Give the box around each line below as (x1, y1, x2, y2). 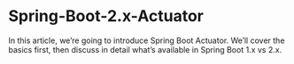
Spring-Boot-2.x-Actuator (8, 6, 205, 26)
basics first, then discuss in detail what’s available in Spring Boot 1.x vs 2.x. (8, 44, 282, 54)
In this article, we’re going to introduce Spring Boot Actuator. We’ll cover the (8, 35, 285, 46)
